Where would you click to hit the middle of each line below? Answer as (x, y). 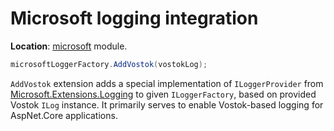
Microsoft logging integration (134, 18)
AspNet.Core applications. (64, 115)
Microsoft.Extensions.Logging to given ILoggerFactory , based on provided (163, 94)
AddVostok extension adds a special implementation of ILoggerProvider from (167, 83)
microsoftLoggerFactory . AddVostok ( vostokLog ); (109, 64)
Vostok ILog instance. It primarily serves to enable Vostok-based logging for (167, 104)
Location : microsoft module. (69, 46)
